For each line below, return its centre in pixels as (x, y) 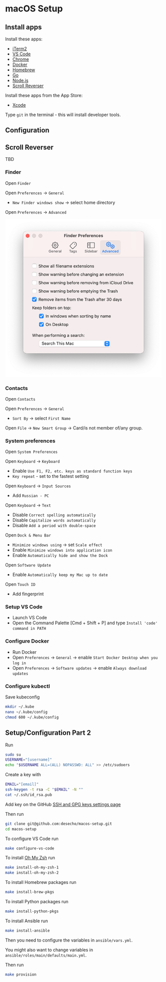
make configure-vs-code (30, 848)
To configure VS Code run (32, 839)
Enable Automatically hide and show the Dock (60, 556)
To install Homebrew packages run (41, 882)
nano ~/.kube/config (27, 712)
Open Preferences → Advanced (36, 212)
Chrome (21, 59)
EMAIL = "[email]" (22, 784)
